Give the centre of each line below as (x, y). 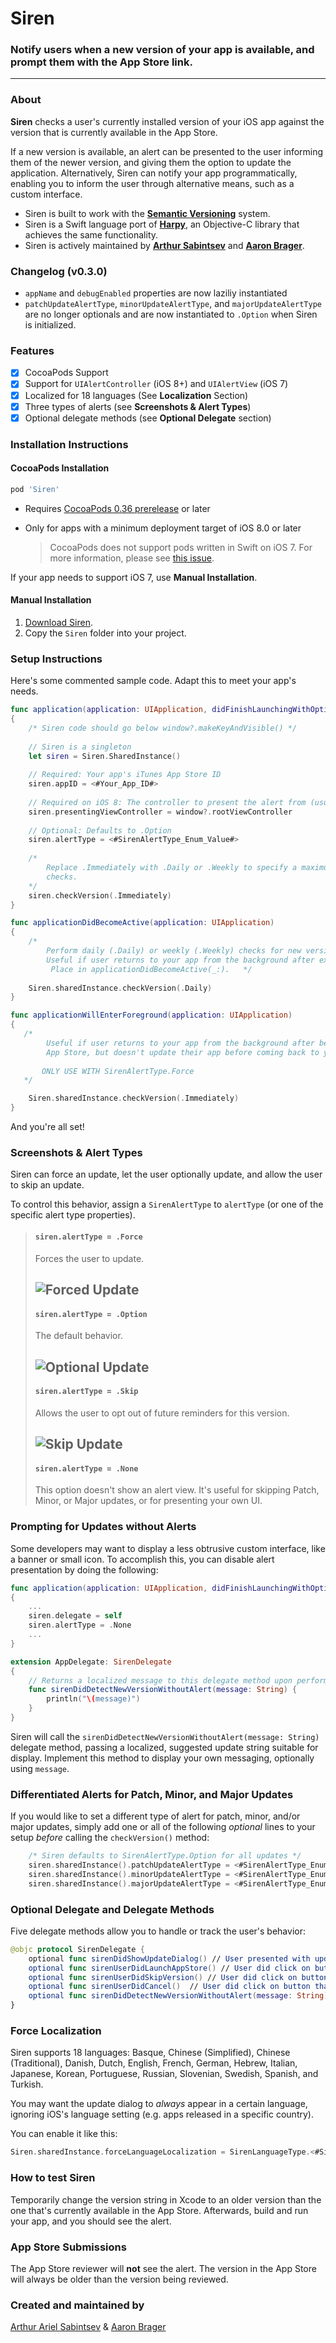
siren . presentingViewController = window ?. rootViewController (160, 812)
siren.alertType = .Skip (86, 1392)
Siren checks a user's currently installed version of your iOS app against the (167, 121)
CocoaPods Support (66, 373)
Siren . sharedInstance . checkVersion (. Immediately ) (134, 1098)
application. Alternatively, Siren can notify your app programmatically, (154, 173)
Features (32, 350)
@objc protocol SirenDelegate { (77, 1949)
